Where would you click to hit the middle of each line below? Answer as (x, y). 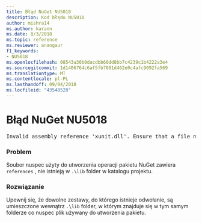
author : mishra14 (28, 23)
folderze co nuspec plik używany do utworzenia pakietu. (76, 213)
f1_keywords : (23, 51)
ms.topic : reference (32, 40)
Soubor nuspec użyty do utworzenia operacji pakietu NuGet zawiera (91, 165)
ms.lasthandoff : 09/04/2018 (41, 85)
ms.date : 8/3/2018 (29, 34)
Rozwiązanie (25, 187)
